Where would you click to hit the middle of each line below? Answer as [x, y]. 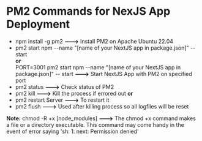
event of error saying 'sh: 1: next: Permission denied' [73, 131]
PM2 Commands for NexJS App [88, 11]
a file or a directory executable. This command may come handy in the [95, 124]
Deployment [38, 24]
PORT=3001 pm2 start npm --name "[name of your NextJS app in [98, 67]
